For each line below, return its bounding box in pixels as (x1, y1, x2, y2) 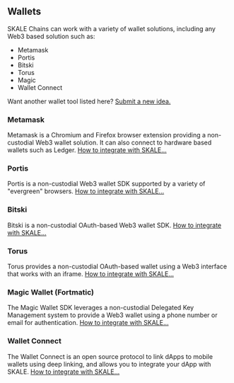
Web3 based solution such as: (7, 32, 95, 40)
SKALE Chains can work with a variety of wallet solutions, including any (7, 24, 216, 33)
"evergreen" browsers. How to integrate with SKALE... (7, 187, 165, 195)
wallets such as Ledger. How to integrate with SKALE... (7, 146, 168, 154)
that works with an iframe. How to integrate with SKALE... (7, 270, 175, 278)
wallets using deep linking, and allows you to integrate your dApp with (7, 360, 211, 368)
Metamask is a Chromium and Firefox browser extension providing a (7, 131, 206, 139)
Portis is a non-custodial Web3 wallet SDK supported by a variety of (7, 180, 206, 188)
